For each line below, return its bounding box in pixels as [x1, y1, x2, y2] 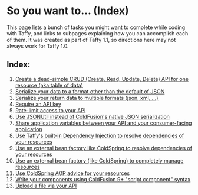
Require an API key [15, 100, 61, 108]
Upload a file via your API [15, 182, 77, 189]
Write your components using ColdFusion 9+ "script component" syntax [15, 175, 191, 183]
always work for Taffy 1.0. [6, 43, 70, 50]
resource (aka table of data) [15, 82, 83, 89]
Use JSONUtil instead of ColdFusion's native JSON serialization [15, 113, 170, 120]
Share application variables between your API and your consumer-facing [15, 119, 192, 126]
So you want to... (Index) [6, 4, 129, 18]
